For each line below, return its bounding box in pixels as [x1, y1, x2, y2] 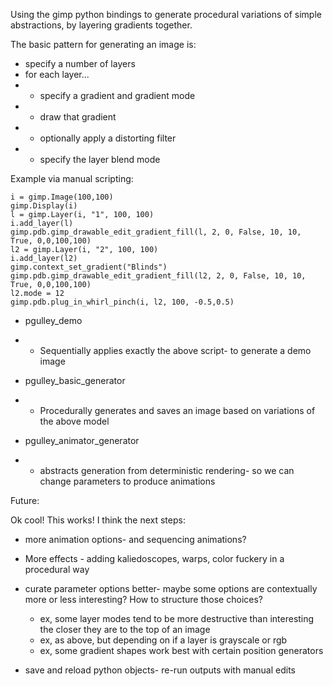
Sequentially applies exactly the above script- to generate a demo [39, 345, 312, 356]
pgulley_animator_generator [24, 435, 140, 446]
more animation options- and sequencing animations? [24, 534, 247, 545]
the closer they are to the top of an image [39, 624, 211, 635]
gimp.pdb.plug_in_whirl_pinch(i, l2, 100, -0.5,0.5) [10, 297, 235, 307]
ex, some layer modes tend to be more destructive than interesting [39, 613, 315, 624]
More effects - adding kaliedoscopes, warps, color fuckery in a [24, 553, 285, 564]
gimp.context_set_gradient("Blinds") [10, 262, 168, 272]
